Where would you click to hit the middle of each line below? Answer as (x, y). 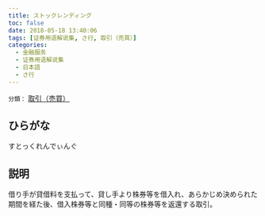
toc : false (26, 23)
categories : (28, 45)
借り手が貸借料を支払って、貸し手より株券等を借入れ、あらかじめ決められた (133, 195)
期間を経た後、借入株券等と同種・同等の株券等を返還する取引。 (112, 204)
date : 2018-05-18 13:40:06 (53, 30)
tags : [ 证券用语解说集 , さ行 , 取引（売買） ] (73, 38)
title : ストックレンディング (50, 15)
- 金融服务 (31, 52)
